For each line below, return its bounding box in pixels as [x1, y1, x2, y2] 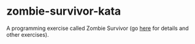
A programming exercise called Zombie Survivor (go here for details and [6, 24, 189, 32]
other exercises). [6, 31, 49, 38]
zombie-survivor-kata [6, 4, 121, 18]
